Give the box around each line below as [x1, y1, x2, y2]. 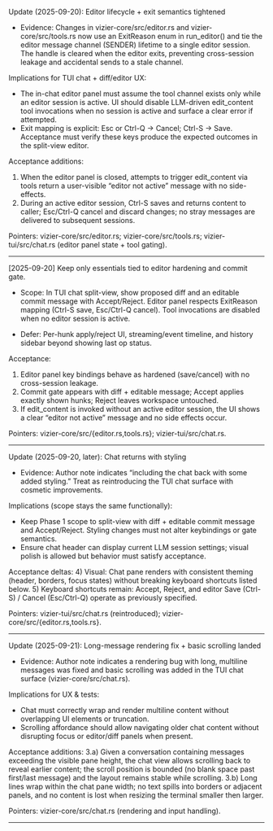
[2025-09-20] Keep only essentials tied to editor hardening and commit [8, 264, 248, 273]
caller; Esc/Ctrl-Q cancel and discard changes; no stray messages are [19, 207, 256, 216]
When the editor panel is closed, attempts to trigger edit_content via [19, 173, 248, 182]
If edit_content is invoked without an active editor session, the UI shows [19, 405, 260, 413]
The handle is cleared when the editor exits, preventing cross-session [19, 49, 254, 58]
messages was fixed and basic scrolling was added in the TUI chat [19, 665, 244, 675]
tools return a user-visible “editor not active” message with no [19, 181, 227, 190]
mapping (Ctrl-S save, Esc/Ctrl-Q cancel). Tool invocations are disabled [19, 305, 261, 314]
